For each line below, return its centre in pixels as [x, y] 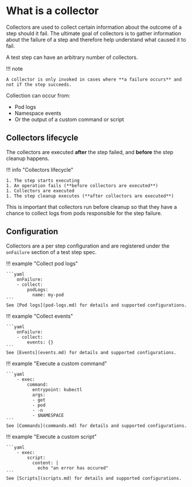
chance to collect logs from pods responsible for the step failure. [84, 213]
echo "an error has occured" [73, 468]
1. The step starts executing [43, 181]
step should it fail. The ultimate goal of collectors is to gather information [94, 33]
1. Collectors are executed [40, 191]
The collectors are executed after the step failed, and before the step [90, 152]
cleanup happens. [28, 158]
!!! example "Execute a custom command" [56, 363]
